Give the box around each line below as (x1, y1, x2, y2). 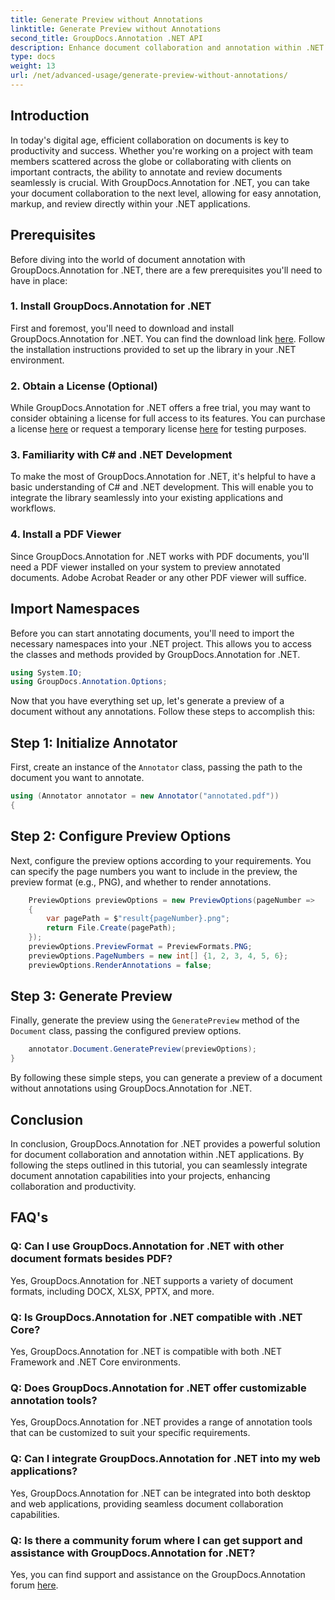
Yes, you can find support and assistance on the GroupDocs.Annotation (10, 1568, 306, 1580)
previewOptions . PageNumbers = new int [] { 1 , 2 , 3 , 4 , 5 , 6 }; (28, 951, 289, 961)
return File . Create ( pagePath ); (46, 923, 177, 933)
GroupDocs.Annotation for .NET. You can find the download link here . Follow (10, 332, 326, 345)
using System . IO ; (10, 667, 83, 678)
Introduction (10, 107, 90, 125)
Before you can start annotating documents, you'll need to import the (10, 627, 295, 639)
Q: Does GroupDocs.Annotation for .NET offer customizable (10, 1381, 307, 1395)
